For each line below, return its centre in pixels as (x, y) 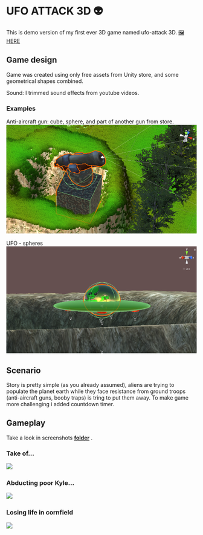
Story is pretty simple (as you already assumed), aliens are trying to (90, 385)
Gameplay (26, 423)
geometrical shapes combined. (45, 81)
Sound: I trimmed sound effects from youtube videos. (73, 92)
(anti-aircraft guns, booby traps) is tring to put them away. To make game (98, 398)
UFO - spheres (25, 243)
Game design (32, 60)
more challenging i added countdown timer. (60, 404)
